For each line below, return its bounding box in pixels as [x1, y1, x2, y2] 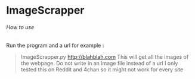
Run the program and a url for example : [6, 42, 104, 49]
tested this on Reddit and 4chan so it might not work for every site [20, 66, 184, 73]
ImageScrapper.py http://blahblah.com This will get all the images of [20, 53, 189, 61]
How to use [6, 23, 35, 30]
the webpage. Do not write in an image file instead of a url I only [20, 60, 178, 67]
